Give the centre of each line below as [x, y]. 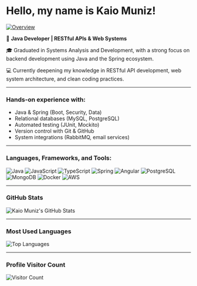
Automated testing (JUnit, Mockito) [57, 125]
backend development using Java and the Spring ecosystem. [80, 58]
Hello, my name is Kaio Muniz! [81, 11]
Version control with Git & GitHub [55, 131]
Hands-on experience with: [46, 99]
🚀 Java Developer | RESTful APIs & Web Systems [67, 38]
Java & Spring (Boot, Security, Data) [58, 112]
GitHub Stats [25, 198]
